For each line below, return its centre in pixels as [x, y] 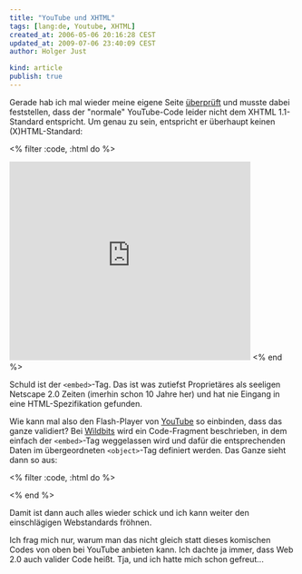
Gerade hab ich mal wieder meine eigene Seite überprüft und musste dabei [150, 102]
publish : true [36, 77]
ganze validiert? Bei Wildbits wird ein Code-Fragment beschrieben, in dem [148, 430]
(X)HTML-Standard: [46, 131]
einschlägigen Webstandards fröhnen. [81, 522]
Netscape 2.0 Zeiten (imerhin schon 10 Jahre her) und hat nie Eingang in [145, 394]
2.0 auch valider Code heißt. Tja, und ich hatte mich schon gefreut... [137, 559]
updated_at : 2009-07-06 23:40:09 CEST [83, 43]
